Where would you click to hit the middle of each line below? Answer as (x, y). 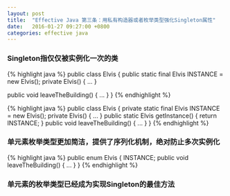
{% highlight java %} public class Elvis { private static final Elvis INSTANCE (114, 108)
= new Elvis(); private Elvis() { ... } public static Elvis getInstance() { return (112, 116)
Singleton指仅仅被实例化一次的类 (63, 58)
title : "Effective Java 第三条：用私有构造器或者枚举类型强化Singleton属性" (112, 20)
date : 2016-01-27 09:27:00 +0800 (59, 26)
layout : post (26, 14)
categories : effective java (48, 33)
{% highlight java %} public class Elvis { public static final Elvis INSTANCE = (115, 74)
